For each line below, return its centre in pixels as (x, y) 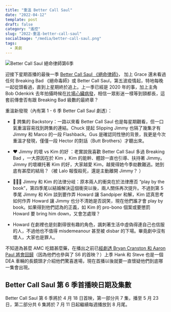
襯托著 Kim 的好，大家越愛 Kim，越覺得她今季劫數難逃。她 (98, 164)
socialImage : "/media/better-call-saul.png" (53, 39)
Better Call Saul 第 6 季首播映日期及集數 (68, 285)
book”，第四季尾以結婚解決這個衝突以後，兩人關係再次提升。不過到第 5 (88, 188)
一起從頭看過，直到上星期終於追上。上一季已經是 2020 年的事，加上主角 (81, 87)
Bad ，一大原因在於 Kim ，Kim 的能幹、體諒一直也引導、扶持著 (79, 158)
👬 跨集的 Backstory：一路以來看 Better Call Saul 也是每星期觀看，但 (84, 121)
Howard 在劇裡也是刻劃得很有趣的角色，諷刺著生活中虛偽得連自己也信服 (89, 224)
